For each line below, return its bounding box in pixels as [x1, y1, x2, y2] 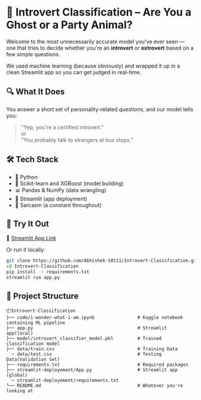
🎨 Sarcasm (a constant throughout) [14, 201, 102, 208]
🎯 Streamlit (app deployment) [14, 195, 88, 202]
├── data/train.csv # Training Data [6, 346, 178, 352]
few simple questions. [6, 50, 60, 57]
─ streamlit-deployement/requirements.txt [11, 377, 119, 383]
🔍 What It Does [6, 87, 65, 97]
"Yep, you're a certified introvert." [20, 123, 104, 131]
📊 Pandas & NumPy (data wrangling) [14, 186, 106, 193]
